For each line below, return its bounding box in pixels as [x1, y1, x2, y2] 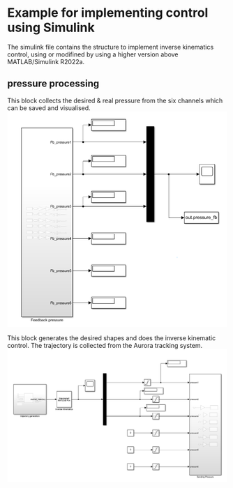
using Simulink [7, 20, 96, 36]
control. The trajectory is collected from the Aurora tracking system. [7, 342, 203, 350]
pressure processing [7, 78, 100, 90]
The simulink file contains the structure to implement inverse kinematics [7, 43, 214, 51]
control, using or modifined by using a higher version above [7, 50, 179, 59]
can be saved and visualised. [7, 103, 91, 112]
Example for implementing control [7, 5, 209, 21]
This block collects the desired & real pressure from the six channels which [7, 96, 223, 105]
